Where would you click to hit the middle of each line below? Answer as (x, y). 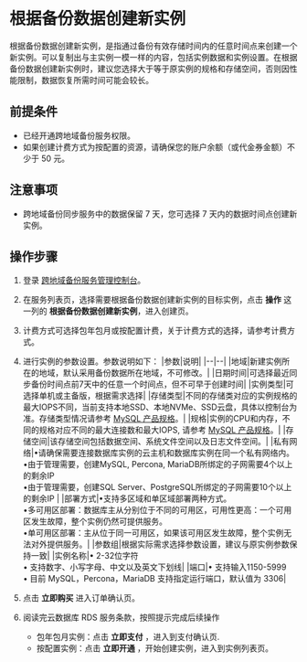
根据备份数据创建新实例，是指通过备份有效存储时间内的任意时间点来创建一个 (153, 46)
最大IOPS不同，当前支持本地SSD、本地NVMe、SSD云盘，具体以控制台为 (160, 407)
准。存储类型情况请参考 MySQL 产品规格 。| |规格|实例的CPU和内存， (153, 419)
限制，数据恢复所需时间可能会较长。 (85, 80)
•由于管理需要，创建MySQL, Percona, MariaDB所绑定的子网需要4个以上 (158, 464)
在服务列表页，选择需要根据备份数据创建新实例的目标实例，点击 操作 (152, 300)
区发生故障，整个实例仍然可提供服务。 (95, 521)
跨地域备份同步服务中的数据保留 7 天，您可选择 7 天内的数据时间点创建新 (160, 214)
